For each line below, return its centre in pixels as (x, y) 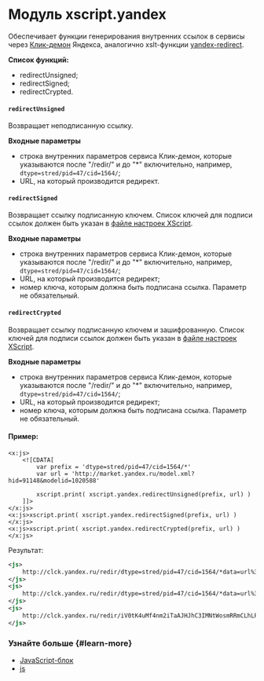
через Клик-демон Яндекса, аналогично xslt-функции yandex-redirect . (126, 44)
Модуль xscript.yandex (87, 15)
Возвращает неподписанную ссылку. (71, 126)
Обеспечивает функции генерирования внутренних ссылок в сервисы (126, 36)
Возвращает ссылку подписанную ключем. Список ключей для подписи (130, 215)
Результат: (26, 550)
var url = (52, 474)
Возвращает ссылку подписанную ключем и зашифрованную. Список (126, 330)
